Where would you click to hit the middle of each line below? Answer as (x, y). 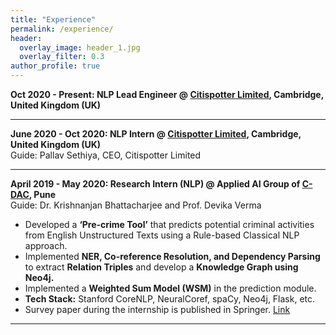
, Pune (42, 194)
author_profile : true (55, 66)
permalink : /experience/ (62, 29)
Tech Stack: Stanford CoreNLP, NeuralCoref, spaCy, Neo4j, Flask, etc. (170, 299)
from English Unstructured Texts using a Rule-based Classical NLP (162, 235)
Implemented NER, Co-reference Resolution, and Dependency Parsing (172, 256)
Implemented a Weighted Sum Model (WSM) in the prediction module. (170, 288)
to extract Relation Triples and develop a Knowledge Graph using (161, 267)
